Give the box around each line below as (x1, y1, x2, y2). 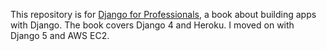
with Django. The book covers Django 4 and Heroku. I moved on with (10, 19, 295, 31)
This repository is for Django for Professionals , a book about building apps (10, 9, 317, 20)
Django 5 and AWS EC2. (10, 30, 110, 41)
